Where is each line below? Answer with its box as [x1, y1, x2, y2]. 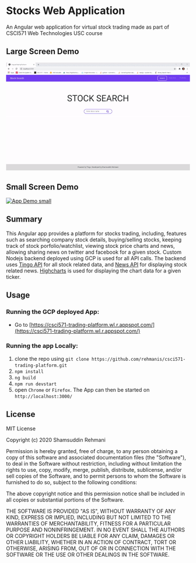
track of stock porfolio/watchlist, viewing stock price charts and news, [6, 242, 175, 249]
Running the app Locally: [6, 342, 78, 350]
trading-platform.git [14, 362, 67, 368]
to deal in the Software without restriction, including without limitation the [6, 460, 182, 467]
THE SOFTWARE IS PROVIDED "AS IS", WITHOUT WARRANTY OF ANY [6, 507, 176, 514]
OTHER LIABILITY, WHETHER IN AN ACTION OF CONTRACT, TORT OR [6, 538, 176, 545]
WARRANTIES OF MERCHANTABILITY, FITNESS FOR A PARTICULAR [6, 520, 171, 527]
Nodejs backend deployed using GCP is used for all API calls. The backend [6, 254, 186, 261]
